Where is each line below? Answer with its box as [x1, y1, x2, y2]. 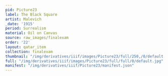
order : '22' [5, 40, 30, 45]
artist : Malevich [5, 16, 42, 21]
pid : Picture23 [5, 7, 37, 12]
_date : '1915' [5, 21, 35, 26]
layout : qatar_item [5, 44, 46, 49]
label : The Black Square [5, 12, 58, 17]
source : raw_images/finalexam [5, 35, 69, 40]
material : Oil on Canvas [5, 30, 58, 35]
